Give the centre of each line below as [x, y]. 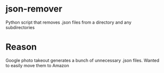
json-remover [34, 9]
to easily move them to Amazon [37, 65]
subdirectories [20, 27]
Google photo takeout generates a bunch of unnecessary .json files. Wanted [82, 60]
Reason [21, 47]
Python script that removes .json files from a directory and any [69, 22]
